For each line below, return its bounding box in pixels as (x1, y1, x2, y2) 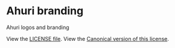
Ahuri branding (6, 4, 84, 18)
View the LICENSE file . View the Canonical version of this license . (6, 35, 169, 42)
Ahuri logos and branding (6, 24, 69, 31)
